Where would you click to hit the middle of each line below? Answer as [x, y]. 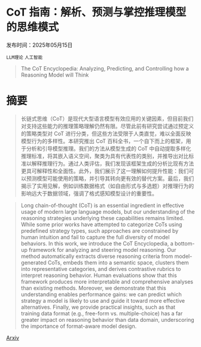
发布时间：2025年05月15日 [39, 45]
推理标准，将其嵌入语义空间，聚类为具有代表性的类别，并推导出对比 [105, 156]
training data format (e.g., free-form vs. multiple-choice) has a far [102, 313]
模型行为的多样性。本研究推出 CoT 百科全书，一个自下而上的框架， [103, 141]
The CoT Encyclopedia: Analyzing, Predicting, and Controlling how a [105, 68]
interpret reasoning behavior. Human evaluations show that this [99, 275]
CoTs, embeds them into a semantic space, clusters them [118, 262]
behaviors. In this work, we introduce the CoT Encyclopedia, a [97, 243]
